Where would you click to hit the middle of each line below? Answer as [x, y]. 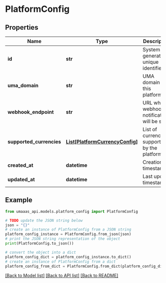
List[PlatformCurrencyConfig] [102, 142]
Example [19, 200]
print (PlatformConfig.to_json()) [40, 243]
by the [150, 148]
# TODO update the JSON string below [44, 220]
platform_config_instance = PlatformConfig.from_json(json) [68, 234]
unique [151, 62]
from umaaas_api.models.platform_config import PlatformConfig [72, 211]
